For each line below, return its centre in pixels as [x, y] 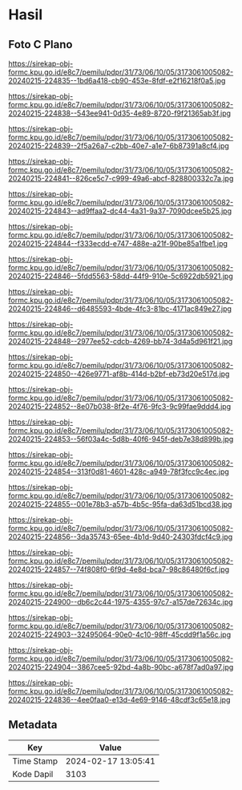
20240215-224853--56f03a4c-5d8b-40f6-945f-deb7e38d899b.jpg [121, 439]
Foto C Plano [40, 45]
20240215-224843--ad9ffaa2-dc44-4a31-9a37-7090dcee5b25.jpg [120, 211]
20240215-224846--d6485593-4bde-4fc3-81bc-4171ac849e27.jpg [120, 309]
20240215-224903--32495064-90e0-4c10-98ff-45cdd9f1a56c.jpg [120, 634]
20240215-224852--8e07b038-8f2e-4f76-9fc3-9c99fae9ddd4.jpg [119, 406]
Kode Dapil [33, 774]
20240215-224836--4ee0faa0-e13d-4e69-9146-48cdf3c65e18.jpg [119, 700]
